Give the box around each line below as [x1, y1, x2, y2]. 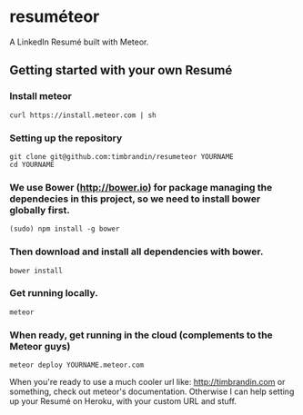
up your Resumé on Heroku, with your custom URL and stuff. [9, 396, 237, 407]
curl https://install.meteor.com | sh [9, 111, 157, 120]
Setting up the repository [9, 132, 123, 144]
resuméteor [9, 6, 100, 27]
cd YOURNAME [9, 160, 55, 169]
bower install [9, 266, 64, 275]
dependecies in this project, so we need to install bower [9, 193, 261, 205]
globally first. [9, 203, 70, 216]
